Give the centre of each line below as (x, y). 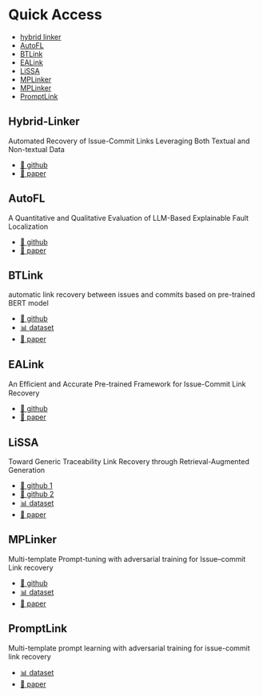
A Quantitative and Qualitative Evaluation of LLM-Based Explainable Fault (129, 218)
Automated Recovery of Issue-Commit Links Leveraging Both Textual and (129, 141)
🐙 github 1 (36, 485)
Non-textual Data (37, 149)
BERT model (29, 303)
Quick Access (55, 15)
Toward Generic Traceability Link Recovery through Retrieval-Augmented (129, 461)
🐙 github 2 (37, 494)
